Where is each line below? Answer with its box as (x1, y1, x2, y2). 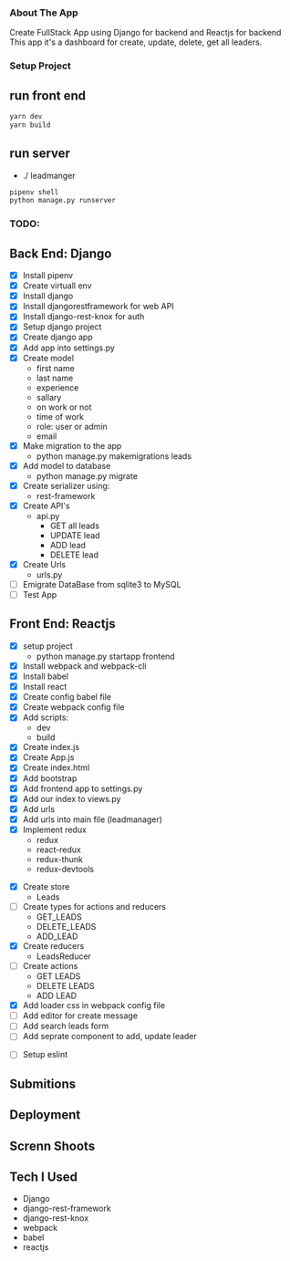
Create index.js (22, 742, 80, 753)
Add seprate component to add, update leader (22, 1031, 198, 1042)
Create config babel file (22, 692, 112, 703)
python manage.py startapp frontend (36, 651, 175, 662)
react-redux (36, 844, 82, 855)
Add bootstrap (22, 773, 78, 784)
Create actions (22, 961, 78, 972)
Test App (22, 589, 57, 600)
